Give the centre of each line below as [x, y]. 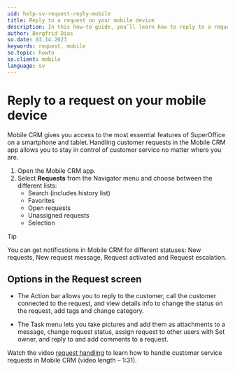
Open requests [49, 208]
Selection [41, 223]
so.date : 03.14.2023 [37, 40]
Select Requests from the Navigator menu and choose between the [115, 178]
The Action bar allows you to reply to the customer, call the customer [117, 296]
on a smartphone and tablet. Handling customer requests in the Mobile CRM [116, 142]
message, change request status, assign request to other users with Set [121, 332]
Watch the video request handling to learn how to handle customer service [115, 353]
